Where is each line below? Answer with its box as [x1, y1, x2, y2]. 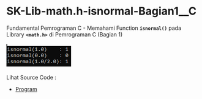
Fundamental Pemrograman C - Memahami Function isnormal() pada [6, 24, 182, 32]
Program [15, 85, 38, 92]
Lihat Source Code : [6, 73, 57, 81]
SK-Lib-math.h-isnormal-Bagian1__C [6, 4, 197, 18]
